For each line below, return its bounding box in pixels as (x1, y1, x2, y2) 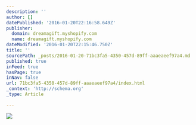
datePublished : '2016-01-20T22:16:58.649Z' (6, 20, 116, 25)
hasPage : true (6, 69, 42, 75)
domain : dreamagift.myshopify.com (11, 31, 97, 37)
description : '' (6, 8, 46, 15)
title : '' (6, 47, 31, 53)
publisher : (6, 25, 33, 31)
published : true (6, 58, 46, 64)
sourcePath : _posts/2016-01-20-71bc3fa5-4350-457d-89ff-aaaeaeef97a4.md (6, 53, 191, 59)
